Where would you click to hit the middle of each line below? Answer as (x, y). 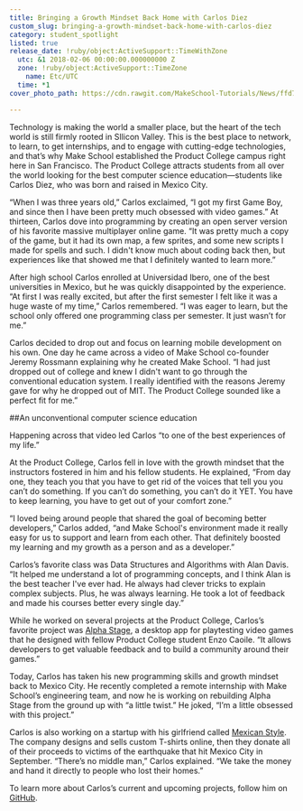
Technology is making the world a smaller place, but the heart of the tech (145, 126)
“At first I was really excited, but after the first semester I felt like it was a (143, 296)
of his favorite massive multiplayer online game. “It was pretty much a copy (149, 230)
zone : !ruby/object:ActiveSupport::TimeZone (102, 69)
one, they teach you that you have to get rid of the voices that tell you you (147, 481)
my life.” (24, 444)
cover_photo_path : (44, 93)
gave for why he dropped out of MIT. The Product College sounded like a (145, 390)
